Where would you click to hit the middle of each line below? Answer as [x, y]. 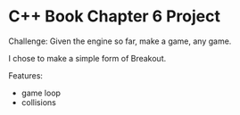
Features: [26, 75]
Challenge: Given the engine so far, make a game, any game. [120, 41]
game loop [41, 93]
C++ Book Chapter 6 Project [114, 16]
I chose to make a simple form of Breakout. [87, 58]
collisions [39, 102]
